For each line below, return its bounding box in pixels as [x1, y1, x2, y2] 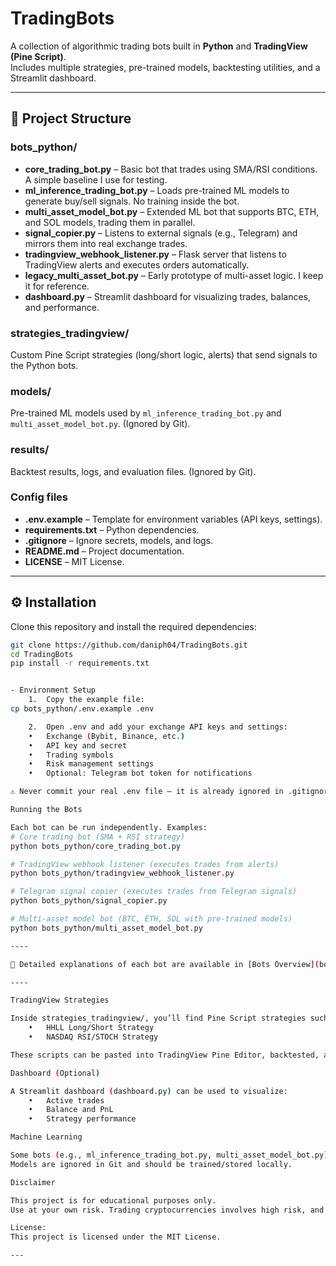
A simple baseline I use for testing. [24, 173, 168, 186]
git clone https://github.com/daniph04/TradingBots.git [10, 640, 248, 650]
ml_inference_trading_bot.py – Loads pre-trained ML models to [24, 184, 290, 196]
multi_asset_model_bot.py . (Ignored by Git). [10, 418, 191, 430]
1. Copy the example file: [28, 695, 145, 705]
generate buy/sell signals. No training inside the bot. [24, 195, 240, 207]
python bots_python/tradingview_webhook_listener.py [10, 868, 235, 879]
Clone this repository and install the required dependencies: [10, 620, 257, 632]
